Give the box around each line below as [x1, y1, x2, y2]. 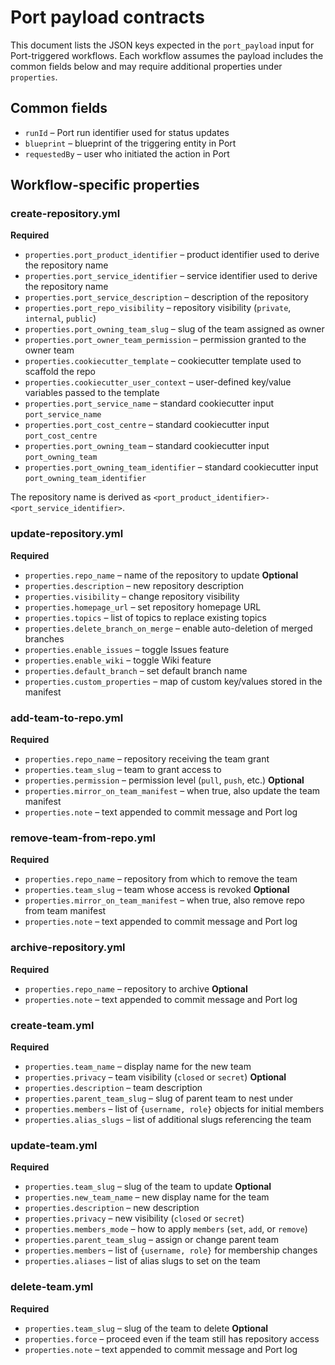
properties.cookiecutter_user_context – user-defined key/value [24, 376, 292, 388]
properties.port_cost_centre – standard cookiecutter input [24, 419, 270, 431]
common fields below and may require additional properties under [10, 60, 283, 72]
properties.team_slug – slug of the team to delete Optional [24, 1322, 269, 1334]
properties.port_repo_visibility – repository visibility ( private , [24, 302, 292, 314]
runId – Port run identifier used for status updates [24, 126, 230, 138]
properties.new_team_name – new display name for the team [24, 1191, 270, 1203]
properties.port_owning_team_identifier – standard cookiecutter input [24, 461, 319, 473]
